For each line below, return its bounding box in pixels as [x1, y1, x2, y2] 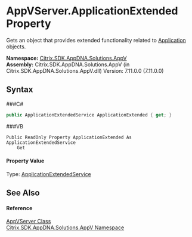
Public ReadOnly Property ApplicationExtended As [6, 134, 132, 140]
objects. [6, 43, 26, 50]
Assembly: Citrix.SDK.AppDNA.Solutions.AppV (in [6, 61, 130, 68]
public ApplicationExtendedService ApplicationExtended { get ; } [6, 112, 172, 118]
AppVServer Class [6, 218, 51, 225]
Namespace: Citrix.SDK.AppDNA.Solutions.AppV [6, 54, 127, 61]
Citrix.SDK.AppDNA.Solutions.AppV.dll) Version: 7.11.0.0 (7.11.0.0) [6, 67, 164, 74]
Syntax [6, 85, 33, 95]
